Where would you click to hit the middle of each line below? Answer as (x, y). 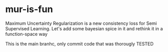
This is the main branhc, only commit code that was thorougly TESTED (80, 43)
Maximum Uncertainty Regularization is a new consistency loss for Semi (81, 23)
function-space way (26, 34)
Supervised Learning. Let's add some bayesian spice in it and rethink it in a (84, 28)
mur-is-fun (29, 9)
